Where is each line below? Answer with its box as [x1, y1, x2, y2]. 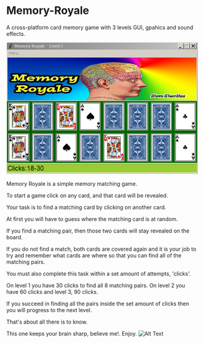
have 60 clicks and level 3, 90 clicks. [6, 288, 98, 295]
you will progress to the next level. [6, 307, 92, 313]
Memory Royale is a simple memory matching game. [6, 180, 138, 187]
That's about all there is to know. [6, 318, 88, 325]
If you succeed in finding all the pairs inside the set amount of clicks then [6, 300, 189, 307]
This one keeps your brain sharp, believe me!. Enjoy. [6, 330, 137, 337]
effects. [6, 30, 25, 37]
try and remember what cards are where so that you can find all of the [6, 252, 182, 259]
